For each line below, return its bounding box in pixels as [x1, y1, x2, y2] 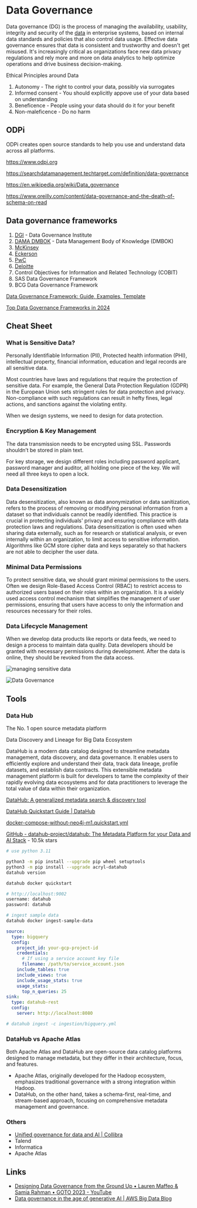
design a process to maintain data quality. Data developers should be [6, 641, 173, 649]
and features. [6, 1061, 39, 1068]
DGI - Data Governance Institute [14, 231, 93, 238]
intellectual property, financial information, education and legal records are [6, 358, 186, 365]
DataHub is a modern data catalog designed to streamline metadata [6, 748, 170, 755]
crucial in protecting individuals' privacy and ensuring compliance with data [6, 517, 189, 524]
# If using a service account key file [21, 955, 119, 962]
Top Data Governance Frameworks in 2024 [6, 304, 110, 311]
